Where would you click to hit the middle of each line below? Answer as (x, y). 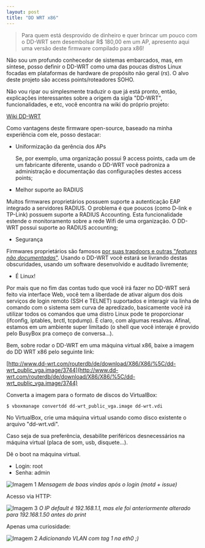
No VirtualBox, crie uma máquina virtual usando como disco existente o (96, 418)
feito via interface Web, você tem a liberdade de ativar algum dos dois (95, 294)
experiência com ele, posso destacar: (54, 135)
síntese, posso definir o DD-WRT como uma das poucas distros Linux (94, 66)
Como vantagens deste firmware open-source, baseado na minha (89, 128)
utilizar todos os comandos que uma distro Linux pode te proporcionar (95, 314)
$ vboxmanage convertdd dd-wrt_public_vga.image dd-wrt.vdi (85, 406)
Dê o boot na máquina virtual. (43, 454)
